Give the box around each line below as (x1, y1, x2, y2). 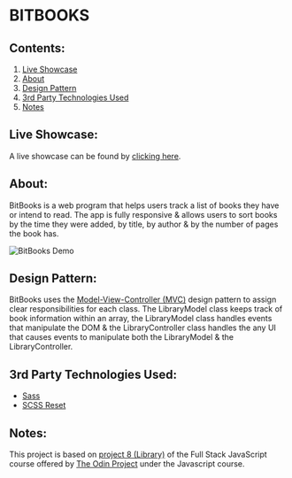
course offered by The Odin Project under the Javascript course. (9, 459, 245, 469)
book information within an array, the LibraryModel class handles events (9, 313, 273, 324)
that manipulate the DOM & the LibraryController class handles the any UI (9, 322, 277, 333)
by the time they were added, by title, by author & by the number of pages (9, 219, 279, 229)
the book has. (9, 227, 59, 239)
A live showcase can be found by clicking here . (9, 150, 181, 161)
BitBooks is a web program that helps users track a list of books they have (9, 200, 280, 211)
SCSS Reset (21, 400, 66, 411)
